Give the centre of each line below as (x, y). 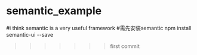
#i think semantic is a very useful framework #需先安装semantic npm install (99, 28)
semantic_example (54, 11)
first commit (125, 46)
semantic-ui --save (30, 34)
